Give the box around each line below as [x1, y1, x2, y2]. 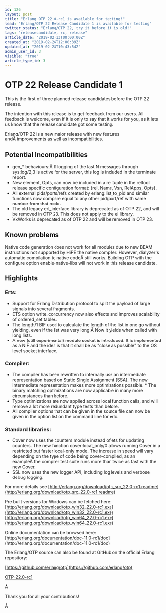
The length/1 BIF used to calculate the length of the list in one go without [12, 321, 161, 328]
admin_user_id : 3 [5, 49, 41, 54]
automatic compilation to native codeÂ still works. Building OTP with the [5, 254, 152, 261]
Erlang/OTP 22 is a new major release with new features [5, 131, 120, 137]
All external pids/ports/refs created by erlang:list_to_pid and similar [12, 190, 150, 196]
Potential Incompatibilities [5, 150, 88, 159]
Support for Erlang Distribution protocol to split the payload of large [12, 300, 150, 306]
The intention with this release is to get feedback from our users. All [5, 111, 144, 117]
